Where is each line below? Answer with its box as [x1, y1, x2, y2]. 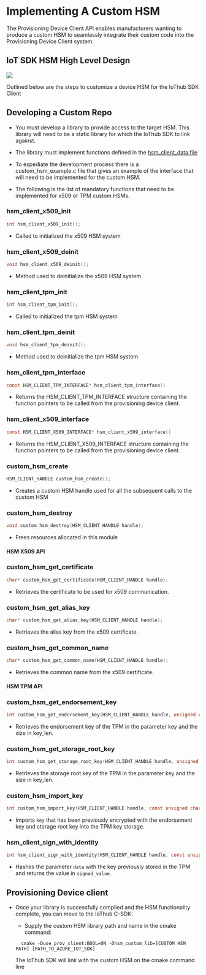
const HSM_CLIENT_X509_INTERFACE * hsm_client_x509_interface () [6, 429, 172, 435]
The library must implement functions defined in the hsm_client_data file [15, 148, 198, 156]
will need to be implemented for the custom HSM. [15, 173, 141, 181]
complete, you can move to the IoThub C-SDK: [15, 910, 133, 917]
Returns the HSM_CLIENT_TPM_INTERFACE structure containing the [15, 393, 187, 401]
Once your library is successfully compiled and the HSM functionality [15, 904, 191, 911]
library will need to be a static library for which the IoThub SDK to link [15, 130, 190, 137]
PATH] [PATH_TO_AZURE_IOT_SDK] [15, 946, 96, 952]
